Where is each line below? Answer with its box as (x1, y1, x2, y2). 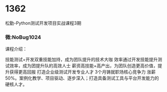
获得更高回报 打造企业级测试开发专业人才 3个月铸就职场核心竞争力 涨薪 (9, 69, 156, 75)
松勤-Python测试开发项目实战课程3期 (5, 20, 81, 26)
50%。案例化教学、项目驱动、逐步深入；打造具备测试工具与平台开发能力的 (5, 75, 159, 81)
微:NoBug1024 (5, 33, 41, 40)
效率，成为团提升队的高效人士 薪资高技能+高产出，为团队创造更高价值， (9, 63, 158, 69)
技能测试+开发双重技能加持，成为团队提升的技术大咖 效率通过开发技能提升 (5, 57, 158, 63)
